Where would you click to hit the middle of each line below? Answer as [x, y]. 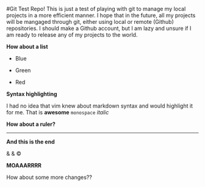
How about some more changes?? [49, 177]
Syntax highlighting [32, 94]
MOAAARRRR [24, 165]
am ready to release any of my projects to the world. [72, 35]
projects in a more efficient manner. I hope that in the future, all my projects [101, 15]
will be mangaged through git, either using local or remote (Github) [90, 22]
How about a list [27, 46]
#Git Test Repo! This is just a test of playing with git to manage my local [96, 9]
